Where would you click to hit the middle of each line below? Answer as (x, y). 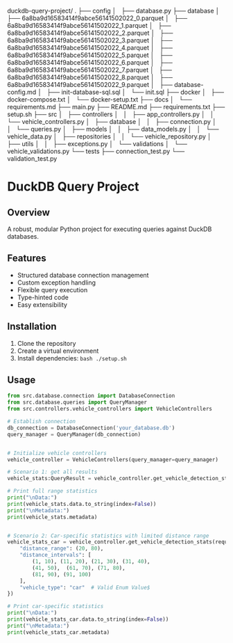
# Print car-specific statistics (55, 606)
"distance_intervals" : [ (55, 555)
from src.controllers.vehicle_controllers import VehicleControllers (110, 409)
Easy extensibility (42, 304)
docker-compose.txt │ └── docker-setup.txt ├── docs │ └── (100, 100)
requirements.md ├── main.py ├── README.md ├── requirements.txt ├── (116, 107)
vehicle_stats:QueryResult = (49, 479)
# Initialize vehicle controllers (57, 453)
